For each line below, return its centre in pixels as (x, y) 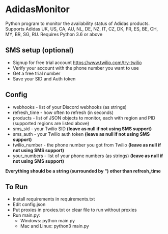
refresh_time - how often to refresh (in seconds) (63, 112)
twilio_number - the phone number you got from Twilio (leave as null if (87, 145)
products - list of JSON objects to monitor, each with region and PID (84, 118)
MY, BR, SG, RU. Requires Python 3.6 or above (54, 34)
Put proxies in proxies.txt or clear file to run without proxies (75, 210)
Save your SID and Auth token (44, 79)
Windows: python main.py (48, 221)
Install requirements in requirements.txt (54, 199)
